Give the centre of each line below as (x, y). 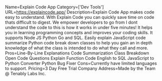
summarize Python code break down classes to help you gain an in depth (79, 43)
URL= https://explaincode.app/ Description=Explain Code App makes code (80, 12)
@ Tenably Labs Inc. (26, 74)
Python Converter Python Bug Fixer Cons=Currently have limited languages (81, 63)
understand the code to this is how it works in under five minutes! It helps (79, 27)
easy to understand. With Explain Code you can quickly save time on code (80, 17)
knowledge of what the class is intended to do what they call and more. (77, 48)
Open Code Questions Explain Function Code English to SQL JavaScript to (80, 58)
